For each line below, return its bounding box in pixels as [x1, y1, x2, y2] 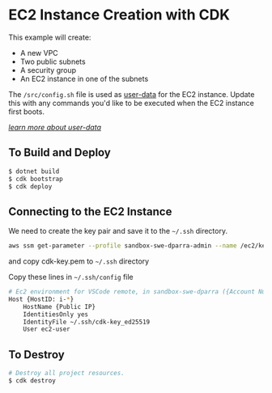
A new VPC [19, 48, 58, 57]
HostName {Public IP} [23, 302, 96, 311]
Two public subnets [19, 57, 87, 66]
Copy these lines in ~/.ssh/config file [8, 273, 134, 282]
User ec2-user [23, 325, 70, 333]
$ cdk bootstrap [8, 175, 63, 183]
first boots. [8, 107, 45, 116]
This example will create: [8, 32, 91, 42]
